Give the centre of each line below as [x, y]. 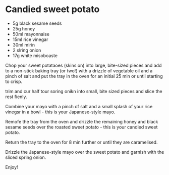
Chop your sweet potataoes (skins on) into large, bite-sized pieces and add [83, 65]
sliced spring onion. [26, 157]
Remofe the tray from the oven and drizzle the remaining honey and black [82, 121]
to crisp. [14, 81]
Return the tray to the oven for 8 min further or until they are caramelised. [81, 142]
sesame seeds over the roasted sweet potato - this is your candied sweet [81, 127]
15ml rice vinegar [30, 39]
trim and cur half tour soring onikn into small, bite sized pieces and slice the [84, 91]
